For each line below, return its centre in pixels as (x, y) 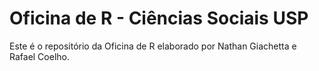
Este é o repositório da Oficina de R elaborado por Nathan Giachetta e (153, 46)
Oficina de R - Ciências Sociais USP (159, 18)
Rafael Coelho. (39, 56)
